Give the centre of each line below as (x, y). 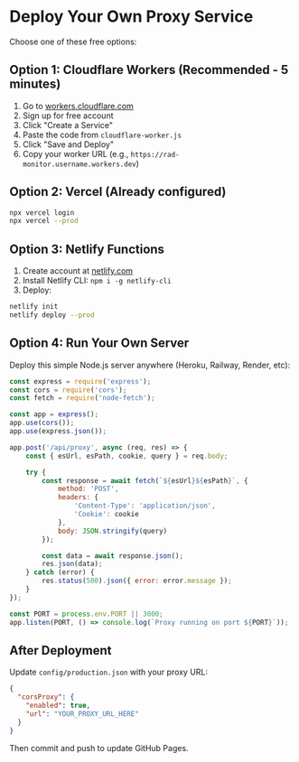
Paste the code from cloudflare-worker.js (102, 135)
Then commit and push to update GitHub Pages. (99, 748)
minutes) (35, 84)
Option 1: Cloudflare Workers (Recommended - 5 (149, 70)
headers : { (78, 497)
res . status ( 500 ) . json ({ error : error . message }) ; (137, 581)
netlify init (34, 307)
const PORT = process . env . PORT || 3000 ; (87, 614)
